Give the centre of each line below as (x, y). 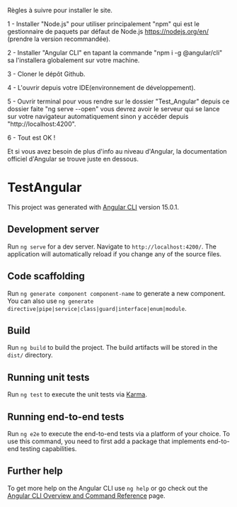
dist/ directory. (30, 355)
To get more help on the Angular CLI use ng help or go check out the (108, 488)
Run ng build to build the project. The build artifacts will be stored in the (112, 348)
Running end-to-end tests (66, 417)
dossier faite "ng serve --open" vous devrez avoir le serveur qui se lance (114, 109)
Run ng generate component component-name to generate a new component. (117, 293)
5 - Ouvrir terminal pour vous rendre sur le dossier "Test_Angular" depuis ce (118, 101)
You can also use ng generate (51, 301)
